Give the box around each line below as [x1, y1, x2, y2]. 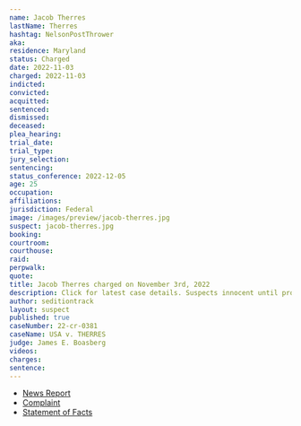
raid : [9, 255, 30, 265]
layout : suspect [9, 305, 70, 314]
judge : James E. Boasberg [9, 338, 106, 347]
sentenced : [9, 105, 50, 114]
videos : [9, 346, 39, 355]
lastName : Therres [9, 22, 78, 30]
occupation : [9, 188, 54, 197]
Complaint [21, 397, 61, 408]
